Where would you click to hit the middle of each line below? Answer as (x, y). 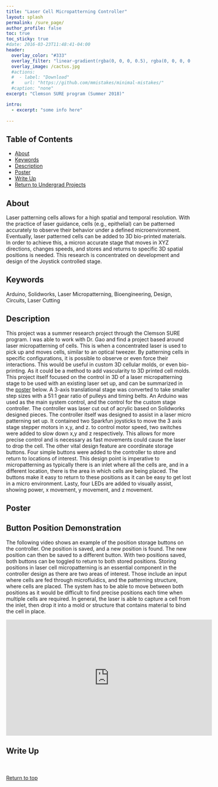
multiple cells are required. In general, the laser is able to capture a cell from (98, 598)
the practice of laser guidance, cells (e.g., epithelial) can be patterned (90, 224)
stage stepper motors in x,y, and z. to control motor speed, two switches (94, 427)
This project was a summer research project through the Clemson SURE (93, 333)
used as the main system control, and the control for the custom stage (91, 402)
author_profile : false (34, 28)
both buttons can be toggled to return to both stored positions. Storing (91, 561)
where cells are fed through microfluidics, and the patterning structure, (92, 580)
